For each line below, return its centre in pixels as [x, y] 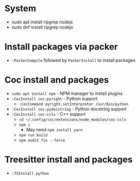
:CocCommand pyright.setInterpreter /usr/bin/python [74, 104]
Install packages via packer [61, 47]
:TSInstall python [30, 173]
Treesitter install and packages [69, 160]
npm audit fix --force [42, 140]
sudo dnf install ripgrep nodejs [42, 27]
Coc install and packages [57, 80]
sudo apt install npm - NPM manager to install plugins [67, 93]
